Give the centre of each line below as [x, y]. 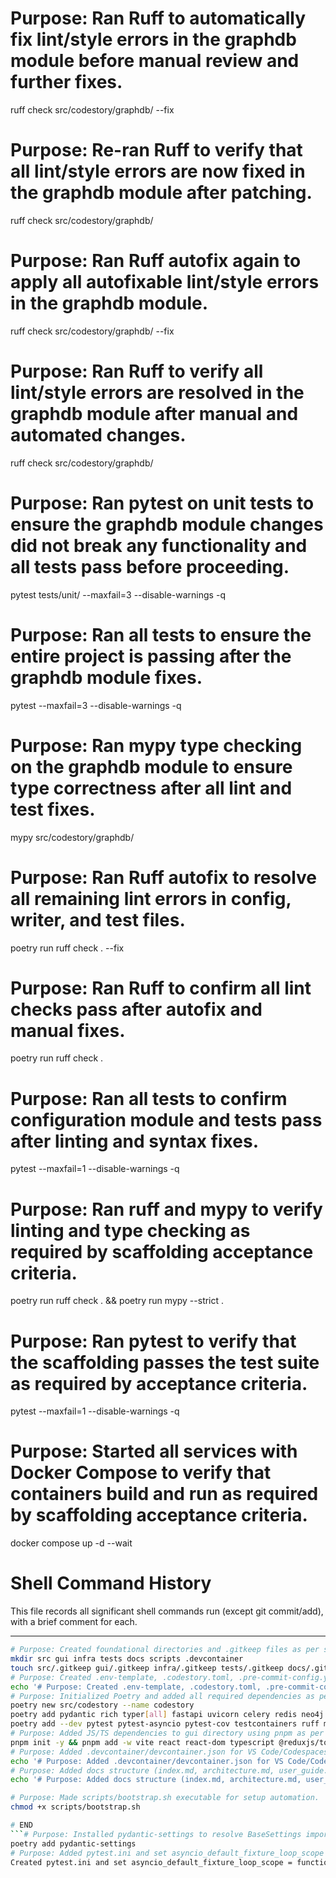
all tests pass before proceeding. [150, 566]
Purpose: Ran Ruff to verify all [137, 371]
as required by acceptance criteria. [159, 1383]
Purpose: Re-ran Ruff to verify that [156, 150]
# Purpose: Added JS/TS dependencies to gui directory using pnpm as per [167, 1733]
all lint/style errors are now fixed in [158, 171]
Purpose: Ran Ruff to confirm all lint [161, 988]
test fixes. [53, 809]
